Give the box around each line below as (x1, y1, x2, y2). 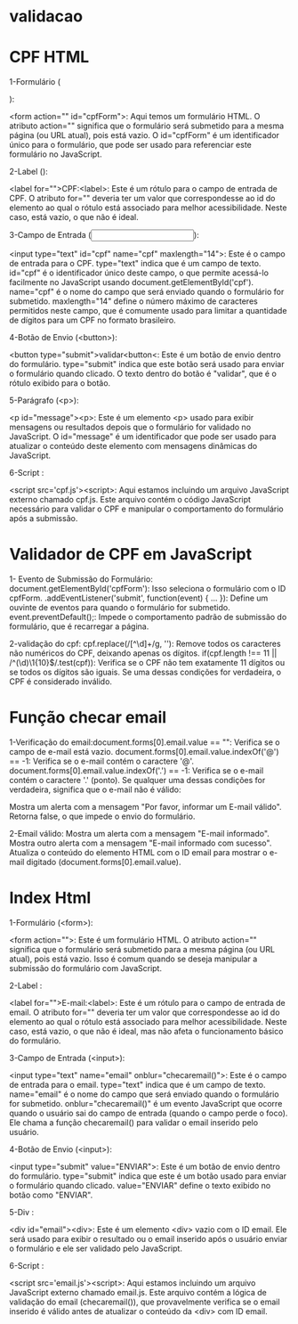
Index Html (9, 888, 92, 908)
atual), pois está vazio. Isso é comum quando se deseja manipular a (9, 953, 258, 964)
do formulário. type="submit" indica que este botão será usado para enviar (9, 359, 285, 370)
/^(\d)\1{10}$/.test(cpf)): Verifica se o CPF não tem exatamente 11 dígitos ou (9, 658, 286, 668)
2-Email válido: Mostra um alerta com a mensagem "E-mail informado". (9, 829, 270, 838)
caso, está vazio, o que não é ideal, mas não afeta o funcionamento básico (9, 1026, 284, 1036)
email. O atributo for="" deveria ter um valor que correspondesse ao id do (9, 1007, 280, 1018)
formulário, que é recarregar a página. (9, 621, 149, 632)
